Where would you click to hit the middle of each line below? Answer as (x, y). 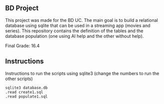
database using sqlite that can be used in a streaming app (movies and (78, 25)
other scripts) (19, 79)
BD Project (22, 8)
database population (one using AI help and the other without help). (75, 36)
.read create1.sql (24, 92)
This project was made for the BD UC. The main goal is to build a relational (82, 20)
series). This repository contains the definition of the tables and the (74, 31)
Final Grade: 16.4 (22, 46)
